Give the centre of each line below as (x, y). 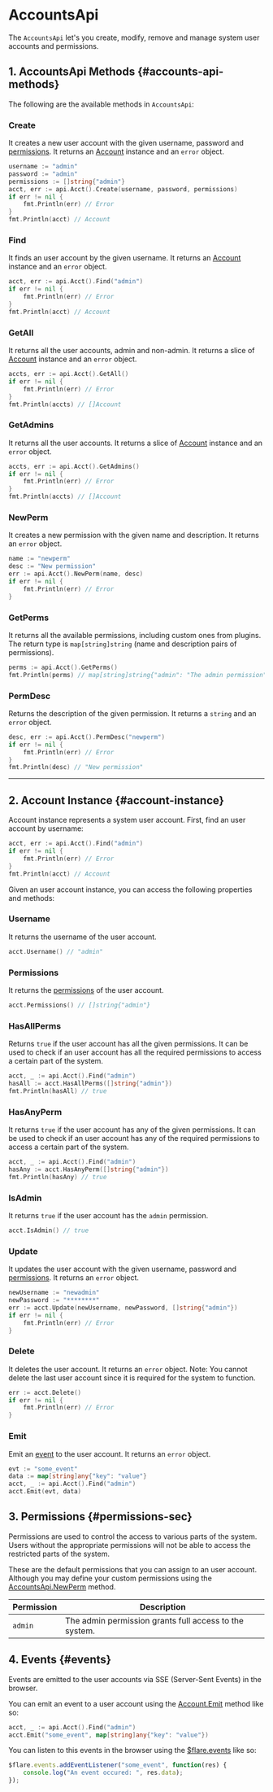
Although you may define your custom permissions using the (110, 1578)
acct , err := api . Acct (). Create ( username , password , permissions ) (123, 189)
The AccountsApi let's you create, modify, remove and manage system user (134, 37)
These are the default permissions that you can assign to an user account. (133, 1569)
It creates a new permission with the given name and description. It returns (134, 535)
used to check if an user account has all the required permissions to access (135, 1052)
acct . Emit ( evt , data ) (45, 1492)
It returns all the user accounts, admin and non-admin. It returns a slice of (132, 351)
